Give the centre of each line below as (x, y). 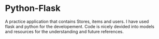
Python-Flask (33, 8)
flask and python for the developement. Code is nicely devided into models (80, 26)
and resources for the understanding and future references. (65, 31)
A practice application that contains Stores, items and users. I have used (77, 21)
